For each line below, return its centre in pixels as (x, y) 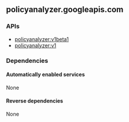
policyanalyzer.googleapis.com (65, 10)
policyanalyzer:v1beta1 (41, 39)
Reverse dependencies (34, 101)
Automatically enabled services (46, 74)
